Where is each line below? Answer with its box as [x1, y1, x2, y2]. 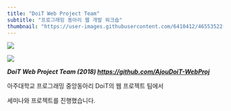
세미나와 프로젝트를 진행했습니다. [7, 97, 96, 105]
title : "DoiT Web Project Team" [7, 10, 100, 17]
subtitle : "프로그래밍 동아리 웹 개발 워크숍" [7, 17, 122, 23]
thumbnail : [7, 23, 38, 30]
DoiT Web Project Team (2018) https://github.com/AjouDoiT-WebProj [7, 68, 210, 76]
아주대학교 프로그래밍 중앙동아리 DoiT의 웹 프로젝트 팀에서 [7, 82, 164, 90]
